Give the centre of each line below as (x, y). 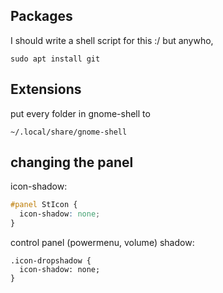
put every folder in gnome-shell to (80, 113)
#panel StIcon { (44, 205)
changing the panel (72, 162)
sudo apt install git (55, 59)
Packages (41, 16)
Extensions (46, 89)
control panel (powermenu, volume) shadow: (102, 243)
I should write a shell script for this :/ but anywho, (112, 40)
